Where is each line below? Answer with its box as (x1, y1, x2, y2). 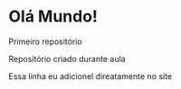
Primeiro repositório (8, 36, 82, 47)
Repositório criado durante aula (8, 53, 126, 64)
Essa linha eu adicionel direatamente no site (8, 70, 173, 82)
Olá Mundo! (8, 6, 99, 27)
